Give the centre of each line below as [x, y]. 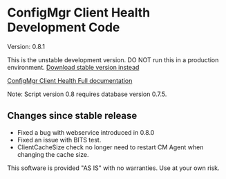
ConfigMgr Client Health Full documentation [70, 80]
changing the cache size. [53, 154]
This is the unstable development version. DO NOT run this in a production [113, 59]
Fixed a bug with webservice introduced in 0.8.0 [86, 132]
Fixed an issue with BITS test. [59, 140]
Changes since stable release [72, 116]
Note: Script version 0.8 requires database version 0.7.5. [87, 94]
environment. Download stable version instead [73, 67]
